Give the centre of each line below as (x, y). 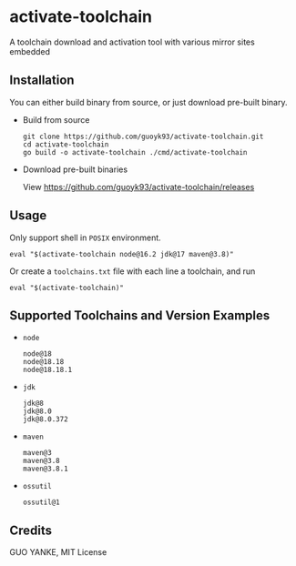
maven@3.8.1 (45, 469)
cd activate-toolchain (66, 144)
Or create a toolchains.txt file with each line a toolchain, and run (133, 271)
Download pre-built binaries (75, 169)
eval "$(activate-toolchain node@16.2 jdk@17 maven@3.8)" (122, 254)
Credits (31, 530)
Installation (42, 81)
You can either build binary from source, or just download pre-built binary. (148, 102)
